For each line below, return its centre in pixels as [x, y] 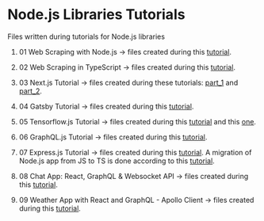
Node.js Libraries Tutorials [96, 15]
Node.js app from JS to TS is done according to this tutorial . [117, 161]
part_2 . [31, 91]
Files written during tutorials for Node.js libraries [86, 36]
